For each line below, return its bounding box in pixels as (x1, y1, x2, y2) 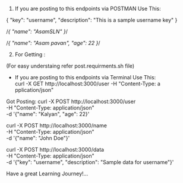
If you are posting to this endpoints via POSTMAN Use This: (14, 5, 162, 12)
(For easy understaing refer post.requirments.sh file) (6, 62, 135, 69)
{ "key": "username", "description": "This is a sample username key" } (6, 17, 178, 23)
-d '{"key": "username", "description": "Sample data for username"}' (6, 159, 174, 165)
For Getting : (14, 51, 46, 58)
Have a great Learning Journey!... (6, 170, 89, 177)
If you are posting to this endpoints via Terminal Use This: (14, 74, 156, 81)
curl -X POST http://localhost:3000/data (6, 146, 105, 153)
